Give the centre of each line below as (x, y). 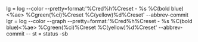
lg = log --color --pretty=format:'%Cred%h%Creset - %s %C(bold (88, 9)
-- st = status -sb (47, 34)
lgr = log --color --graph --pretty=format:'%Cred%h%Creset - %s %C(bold (99, 21)
